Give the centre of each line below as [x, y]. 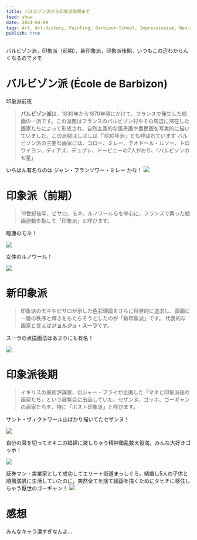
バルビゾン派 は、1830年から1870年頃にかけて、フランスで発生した [101, 114]
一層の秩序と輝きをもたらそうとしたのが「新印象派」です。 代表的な [103, 318]
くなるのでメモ [24, 58]
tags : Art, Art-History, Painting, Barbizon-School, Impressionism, [91, 28]
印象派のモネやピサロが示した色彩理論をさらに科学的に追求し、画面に [105, 311]
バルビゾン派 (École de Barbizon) [87, 84]
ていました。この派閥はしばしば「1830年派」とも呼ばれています [98, 136]
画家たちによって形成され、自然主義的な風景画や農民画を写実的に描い [105, 128]
